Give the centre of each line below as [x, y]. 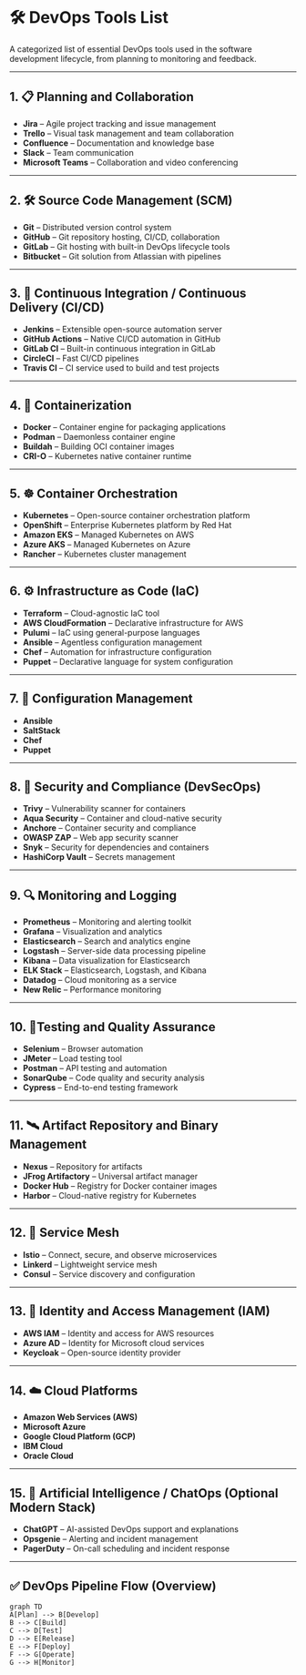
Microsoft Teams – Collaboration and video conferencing [130, 162]
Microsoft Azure [54, 1427]
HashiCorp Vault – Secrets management [99, 857]
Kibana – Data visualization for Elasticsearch [106, 961]
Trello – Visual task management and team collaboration [128, 133]
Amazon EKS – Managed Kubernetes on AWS [108, 535]
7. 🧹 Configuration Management [101, 699]
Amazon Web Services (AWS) [80, 1417]
